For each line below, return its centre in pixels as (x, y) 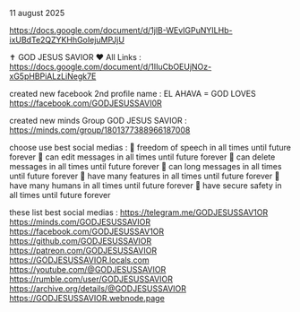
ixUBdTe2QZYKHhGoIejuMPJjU (67, 40)
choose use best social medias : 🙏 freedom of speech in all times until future (150, 147)
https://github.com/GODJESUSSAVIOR (81, 241)
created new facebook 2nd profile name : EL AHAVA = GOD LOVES (133, 94)
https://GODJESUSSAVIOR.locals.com (79, 260)
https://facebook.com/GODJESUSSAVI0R (86, 103)
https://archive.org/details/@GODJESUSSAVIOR (98, 289)
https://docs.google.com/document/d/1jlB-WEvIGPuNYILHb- (121, 30)
